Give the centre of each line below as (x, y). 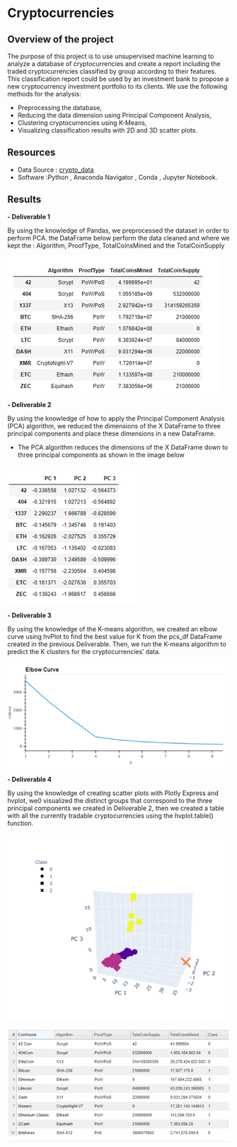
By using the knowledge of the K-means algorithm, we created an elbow (112, 628)
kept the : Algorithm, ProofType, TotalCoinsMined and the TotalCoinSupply (116, 245)
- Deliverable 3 (29, 615)
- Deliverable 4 (29, 779)
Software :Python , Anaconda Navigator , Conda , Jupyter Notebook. (117, 177)
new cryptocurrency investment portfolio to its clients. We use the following (117, 86)
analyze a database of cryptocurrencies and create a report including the (114, 64)
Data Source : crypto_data (56, 170)
